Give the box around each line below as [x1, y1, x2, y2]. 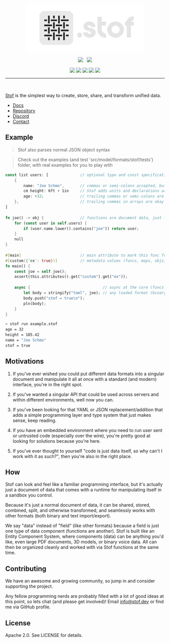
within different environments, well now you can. [12, 396, 114, 403]
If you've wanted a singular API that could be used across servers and [12, 391, 159, 397]
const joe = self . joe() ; [14, 269, 67, 274]
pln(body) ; [23, 301, 47, 306]
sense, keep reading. [12, 417, 57, 423]
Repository [12, 108, 35, 113]
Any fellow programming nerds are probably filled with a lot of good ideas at [5, 593, 164, 599]
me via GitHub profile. [5, 604, 51, 610]
